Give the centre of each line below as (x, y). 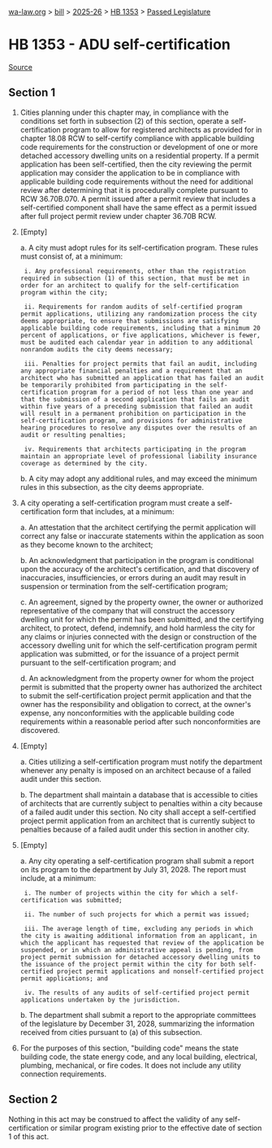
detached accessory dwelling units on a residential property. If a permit (140, 155)
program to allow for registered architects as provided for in (162, 129)
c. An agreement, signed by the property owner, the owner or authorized (142, 602)
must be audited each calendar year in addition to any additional (136, 342)
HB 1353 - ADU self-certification (120, 45)
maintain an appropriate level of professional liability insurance (138, 456)
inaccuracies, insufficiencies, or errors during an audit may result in (133, 578)
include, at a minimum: (58, 878)
